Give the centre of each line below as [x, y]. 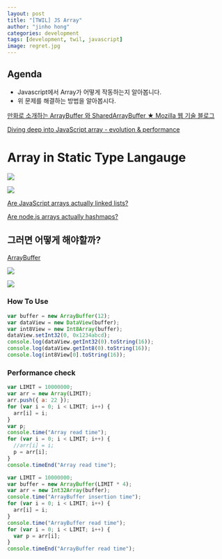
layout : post [26, 14]
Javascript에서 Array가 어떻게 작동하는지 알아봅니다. [89, 92]
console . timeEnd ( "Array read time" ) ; [62, 465]
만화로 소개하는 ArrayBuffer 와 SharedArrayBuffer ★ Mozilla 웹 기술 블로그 [111, 115]
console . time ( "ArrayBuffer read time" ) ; [67, 523]
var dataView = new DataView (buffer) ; [63, 322]
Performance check [41, 372]
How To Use [28, 302]
